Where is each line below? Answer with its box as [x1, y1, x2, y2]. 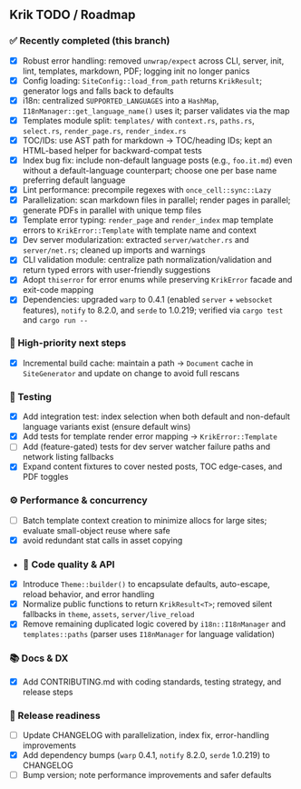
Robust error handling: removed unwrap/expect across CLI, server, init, [22, 55, 285, 66]
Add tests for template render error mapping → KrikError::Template [22, 431, 278, 442]
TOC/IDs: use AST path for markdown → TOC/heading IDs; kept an [22, 135, 273, 145]
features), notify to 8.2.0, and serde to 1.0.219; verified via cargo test [22, 305, 284, 315]
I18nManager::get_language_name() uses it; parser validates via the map [22, 105, 290, 116]
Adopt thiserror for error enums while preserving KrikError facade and [22, 275, 293, 285]
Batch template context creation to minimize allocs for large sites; [22, 514, 267, 525]
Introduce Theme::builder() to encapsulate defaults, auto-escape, [22, 579, 270, 590]
